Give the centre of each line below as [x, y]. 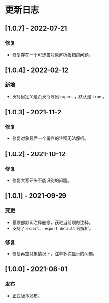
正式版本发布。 [27, 296]
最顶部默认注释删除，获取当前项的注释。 [52, 222]
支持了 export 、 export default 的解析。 [53, 228]
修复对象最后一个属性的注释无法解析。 [50, 138]
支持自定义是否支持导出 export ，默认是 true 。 [59, 96]
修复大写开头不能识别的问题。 [42, 180]
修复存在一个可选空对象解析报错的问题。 [52, 55]
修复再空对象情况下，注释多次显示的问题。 [54, 253]
